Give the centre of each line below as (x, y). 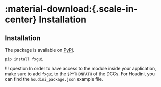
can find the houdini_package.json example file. (54, 79)
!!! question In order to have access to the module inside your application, (81, 69)
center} (21, 20)
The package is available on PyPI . (40, 50)
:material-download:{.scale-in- (72, 9)
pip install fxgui (24, 59)
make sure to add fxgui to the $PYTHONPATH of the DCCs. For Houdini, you (80, 74)
